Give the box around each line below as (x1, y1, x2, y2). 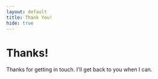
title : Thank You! (6, 14, 52, 21)
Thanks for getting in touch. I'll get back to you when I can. (6, 66, 153, 73)
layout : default (6, 8, 47, 15)
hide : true (6, 20, 34, 26)
